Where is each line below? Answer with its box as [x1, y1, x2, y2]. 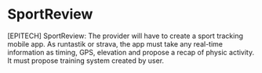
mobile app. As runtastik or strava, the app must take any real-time [7, 39, 224, 48]
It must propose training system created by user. [7, 56, 165, 65]
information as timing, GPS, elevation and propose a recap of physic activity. [7, 47, 255, 57]
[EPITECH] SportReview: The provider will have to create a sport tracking [7, 31, 244, 40]
